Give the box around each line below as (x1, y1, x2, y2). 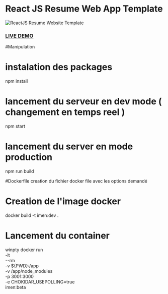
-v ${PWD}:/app (5, 263, 39, 269)
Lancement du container (5, 230, 110, 242)
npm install (5, 78, 28, 84)
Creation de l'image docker (5, 196, 121, 207)
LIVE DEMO (5, 32, 34, 39)
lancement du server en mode (5, 141, 133, 152)
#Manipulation (5, 44, 35, 50)
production (5, 152, 53, 163)
